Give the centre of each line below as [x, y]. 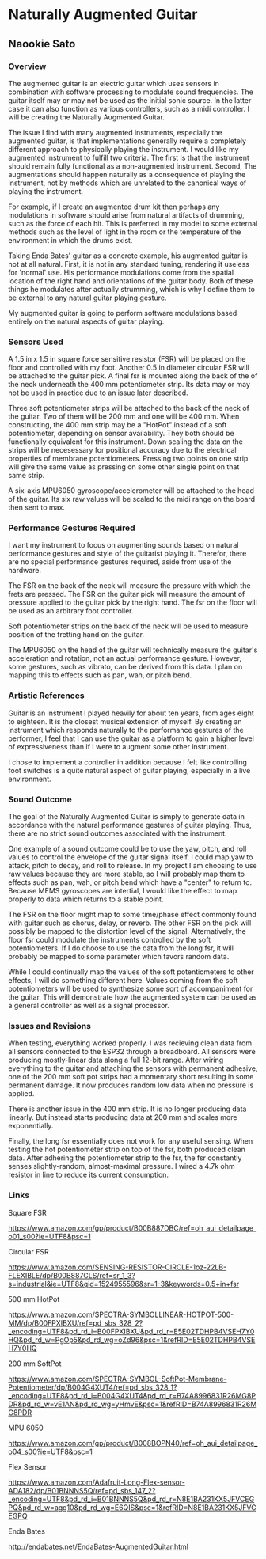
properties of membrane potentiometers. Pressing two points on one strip [128, 459]
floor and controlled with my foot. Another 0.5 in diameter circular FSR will [129, 368]
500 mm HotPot [34, 1299]
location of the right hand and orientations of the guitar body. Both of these [131, 281]
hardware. [25, 571]
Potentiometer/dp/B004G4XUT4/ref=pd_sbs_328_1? [93, 1387]
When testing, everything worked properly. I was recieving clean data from [130, 1043]
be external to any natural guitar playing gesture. [87, 298]
